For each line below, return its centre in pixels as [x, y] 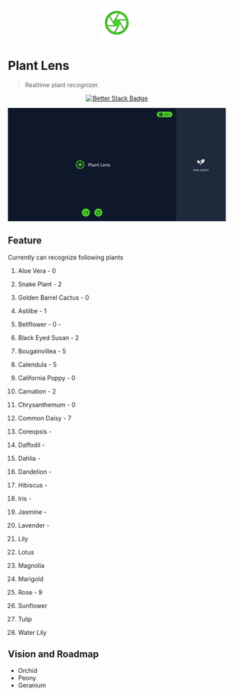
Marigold [31, 579]
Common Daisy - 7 [45, 418]
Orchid [27, 671]
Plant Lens [39, 66]
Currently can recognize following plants [66, 257]
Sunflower [32, 605]
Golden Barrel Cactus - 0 [53, 297]
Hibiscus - [32, 485]
